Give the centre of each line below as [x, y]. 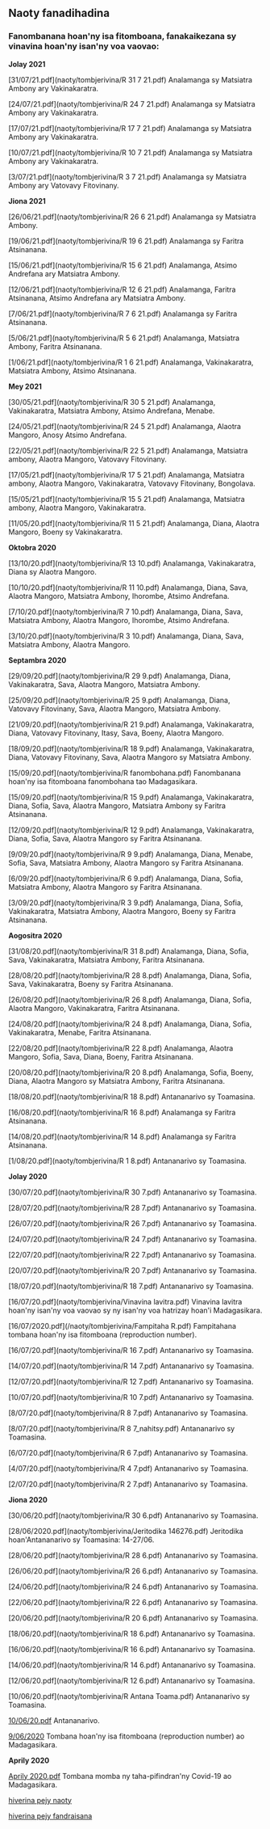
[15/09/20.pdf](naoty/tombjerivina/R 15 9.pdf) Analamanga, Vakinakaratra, [131, 797]
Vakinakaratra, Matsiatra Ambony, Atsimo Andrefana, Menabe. [112, 411]
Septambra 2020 [37, 660]
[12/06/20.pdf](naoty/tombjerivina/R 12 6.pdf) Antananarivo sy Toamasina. [132, 1680]
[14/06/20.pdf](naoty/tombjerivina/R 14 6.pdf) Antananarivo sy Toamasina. [132, 1665]
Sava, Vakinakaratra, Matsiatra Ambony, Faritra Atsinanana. [107, 959]
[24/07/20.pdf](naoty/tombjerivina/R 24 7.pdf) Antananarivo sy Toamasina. [133, 1239]
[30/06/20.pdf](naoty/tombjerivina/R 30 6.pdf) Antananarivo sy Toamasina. [133, 1515]
